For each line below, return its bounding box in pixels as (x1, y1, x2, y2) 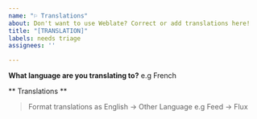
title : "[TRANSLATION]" (8, 27, 89, 35)
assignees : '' (8, 42, 56, 50)
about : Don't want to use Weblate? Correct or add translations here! (8, 19, 251, 27)
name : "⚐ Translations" (8, 11, 89, 20)
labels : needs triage (8, 34, 81, 43)
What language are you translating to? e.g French (8, 71, 177, 80)
